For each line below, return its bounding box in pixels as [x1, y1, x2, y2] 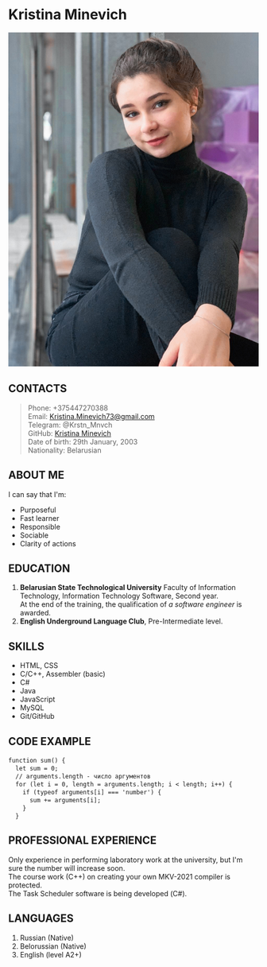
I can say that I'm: [8, 489, 67, 499]
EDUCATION [8, 561, 71, 575]
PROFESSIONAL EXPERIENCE [8, 833, 157, 848]
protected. [8, 880, 42, 890]
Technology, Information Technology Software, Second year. [19, 591, 219, 601]
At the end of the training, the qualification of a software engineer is [19, 600, 242, 609]
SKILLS [8, 639, 45, 653]
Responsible [19, 522, 61, 531]
